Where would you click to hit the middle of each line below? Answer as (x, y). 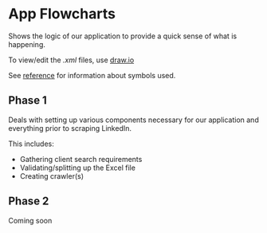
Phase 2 (29, 201)
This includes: (31, 144)
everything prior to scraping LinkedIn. (70, 128)
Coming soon (30, 220)
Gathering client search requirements (81, 159)
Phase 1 (28, 101)
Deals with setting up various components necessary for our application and (133, 120)
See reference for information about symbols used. (92, 75)
